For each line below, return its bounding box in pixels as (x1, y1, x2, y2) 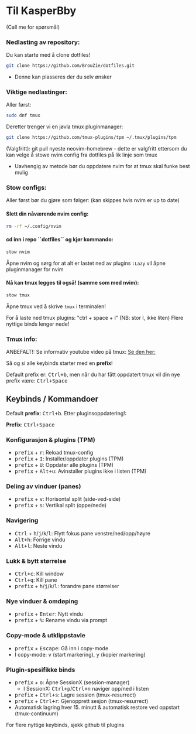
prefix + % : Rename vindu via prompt (14, 617, 108, 624)
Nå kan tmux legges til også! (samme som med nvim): (6, 279, 139, 286)
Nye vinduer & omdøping (6, 597, 78, 605)
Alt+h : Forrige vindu (14, 536, 66, 543)
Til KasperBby (6, 4, 77, 18)
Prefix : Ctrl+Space (6, 421, 55, 428)
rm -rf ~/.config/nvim (6, 223, 61, 229)
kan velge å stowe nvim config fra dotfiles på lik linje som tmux (6, 151, 158, 159)
